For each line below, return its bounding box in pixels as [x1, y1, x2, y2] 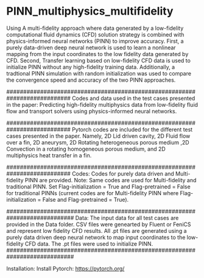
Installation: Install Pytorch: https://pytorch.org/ [6, 265, 125, 272]
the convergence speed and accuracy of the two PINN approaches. [6, 76, 176, 84]
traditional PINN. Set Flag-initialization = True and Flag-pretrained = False [6, 183, 191, 190]
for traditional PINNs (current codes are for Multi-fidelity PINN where [6, 189, 179, 196]
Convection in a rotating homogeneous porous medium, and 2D [6, 145, 166, 152]
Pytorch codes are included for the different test [72, 126, 193, 133]
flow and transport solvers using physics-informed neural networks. [6, 107, 177, 115]
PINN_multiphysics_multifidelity [6, 4, 174, 18]
